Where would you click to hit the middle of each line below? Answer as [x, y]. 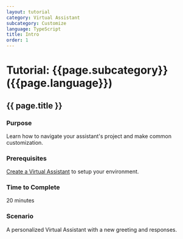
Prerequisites [26, 158]
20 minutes [20, 201]
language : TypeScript [34, 29]
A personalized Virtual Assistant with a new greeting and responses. [92, 229]
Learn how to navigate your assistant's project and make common [89, 136]
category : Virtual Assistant [43, 18]
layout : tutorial [28, 12]
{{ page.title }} [34, 106]
